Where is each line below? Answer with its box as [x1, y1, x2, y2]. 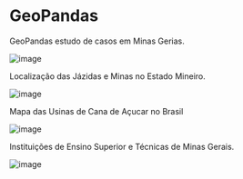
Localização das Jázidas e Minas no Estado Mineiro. [9, 70, 207, 82]
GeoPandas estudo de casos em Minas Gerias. [9, 35, 185, 46]
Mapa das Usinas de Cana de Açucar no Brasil [9, 105, 184, 116]
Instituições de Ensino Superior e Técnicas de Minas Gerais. [9, 141, 235, 152]
